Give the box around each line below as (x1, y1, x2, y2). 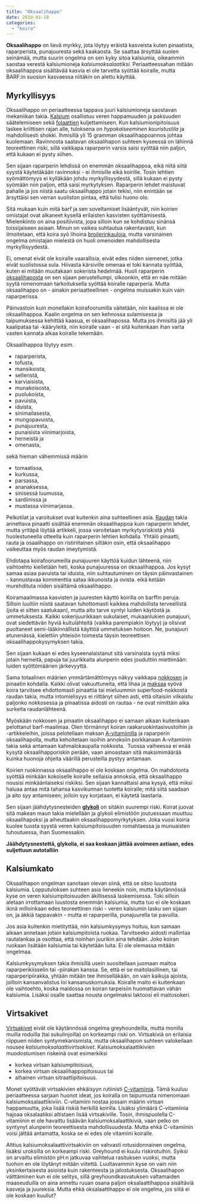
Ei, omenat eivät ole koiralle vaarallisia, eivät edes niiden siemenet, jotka (6, 255, 183, 262)
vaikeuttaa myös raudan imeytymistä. (6, 545, 98, 553)
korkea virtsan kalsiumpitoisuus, (14, 1061, 94, 1068)
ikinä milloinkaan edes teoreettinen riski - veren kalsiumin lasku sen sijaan (6, 904, 187, 912)
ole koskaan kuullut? (6, 1191, 57, 1199)
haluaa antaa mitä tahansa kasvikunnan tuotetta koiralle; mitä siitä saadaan (6, 785, 189, 793)
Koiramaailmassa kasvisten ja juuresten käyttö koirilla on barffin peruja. (6, 594, 180, 601)
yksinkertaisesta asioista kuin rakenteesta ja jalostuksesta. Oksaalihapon (6, 1166, 185, 1174)
